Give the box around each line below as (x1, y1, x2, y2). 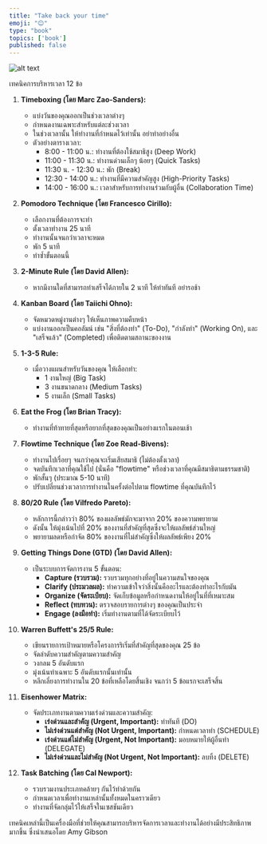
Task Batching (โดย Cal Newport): (20, 768, 133, 778)
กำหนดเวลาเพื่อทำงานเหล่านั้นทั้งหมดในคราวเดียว (32, 793, 161, 803)
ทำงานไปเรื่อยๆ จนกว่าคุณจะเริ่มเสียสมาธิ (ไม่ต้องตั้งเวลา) (32, 455, 180, 464)
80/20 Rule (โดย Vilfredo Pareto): (20, 498, 132, 508)
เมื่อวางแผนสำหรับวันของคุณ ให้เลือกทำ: (32, 364, 138, 374)
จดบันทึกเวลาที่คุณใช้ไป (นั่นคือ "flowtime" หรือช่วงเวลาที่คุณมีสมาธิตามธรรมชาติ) (32, 464, 250, 474)
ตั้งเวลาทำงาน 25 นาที (32, 224, 91, 233)
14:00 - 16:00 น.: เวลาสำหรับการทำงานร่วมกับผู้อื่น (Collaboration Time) (44, 183, 254, 193)
